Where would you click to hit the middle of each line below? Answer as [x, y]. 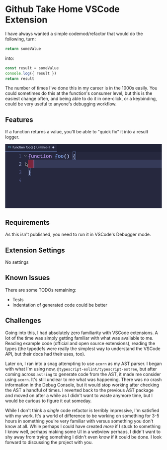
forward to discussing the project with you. [49, 442]
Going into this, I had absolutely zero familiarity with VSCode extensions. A [82, 333]
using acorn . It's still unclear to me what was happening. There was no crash [83, 379]
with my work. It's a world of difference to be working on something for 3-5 [82, 416]
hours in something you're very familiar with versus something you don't [79, 421]
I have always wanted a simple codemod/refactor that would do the [74, 33]
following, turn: [21, 39]
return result [20, 78]
